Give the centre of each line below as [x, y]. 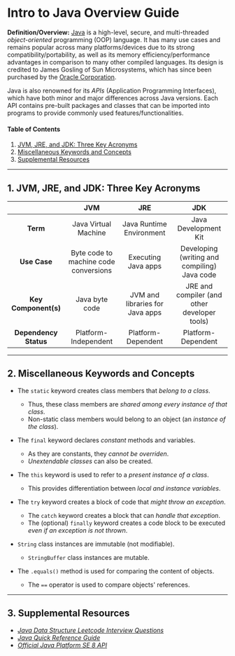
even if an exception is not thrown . [78, 530]
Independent [92, 341]
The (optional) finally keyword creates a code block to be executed [127, 523]
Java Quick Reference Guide [59, 637]
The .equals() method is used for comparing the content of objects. [116, 571]
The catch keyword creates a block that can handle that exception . [124, 515]
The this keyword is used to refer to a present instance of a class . [113, 474]
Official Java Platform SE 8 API [62, 645]
